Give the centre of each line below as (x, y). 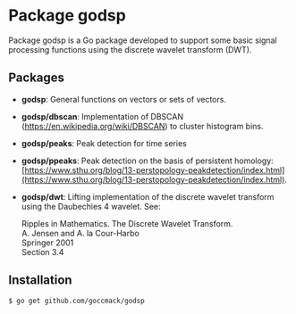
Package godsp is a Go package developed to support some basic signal (143, 40)
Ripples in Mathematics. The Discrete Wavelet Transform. (127, 223)
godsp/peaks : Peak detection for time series (104, 143)
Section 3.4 (42, 252)
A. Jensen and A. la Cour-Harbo (80, 233)
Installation (40, 281)
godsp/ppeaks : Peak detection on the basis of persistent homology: (147, 161)
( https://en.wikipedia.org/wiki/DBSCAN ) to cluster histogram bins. (143, 126)
